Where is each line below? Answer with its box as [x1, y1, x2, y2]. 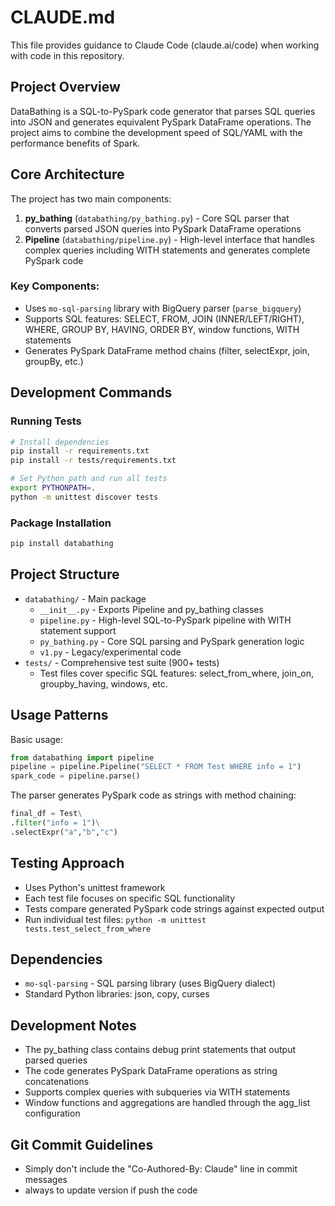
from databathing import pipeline [10, 752, 155, 763]
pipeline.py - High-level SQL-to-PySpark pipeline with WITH [39, 614, 292, 626]
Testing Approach [10, 855, 125, 872]
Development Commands [10, 384, 173, 401]
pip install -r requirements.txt [10, 446, 150, 456]
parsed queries [24, 1054, 88, 1066]
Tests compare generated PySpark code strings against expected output [24, 902, 325, 915]
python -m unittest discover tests [10, 492, 159, 502]
